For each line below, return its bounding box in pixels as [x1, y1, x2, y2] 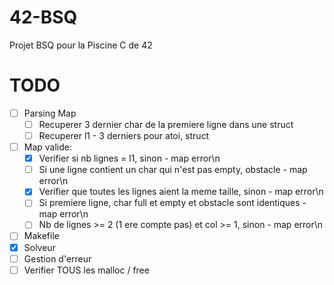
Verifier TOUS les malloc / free [23, 264, 150, 276]
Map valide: [23, 141, 73, 153]
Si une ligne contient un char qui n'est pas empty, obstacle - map [38, 164, 308, 176]
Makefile [23, 230, 60, 242]
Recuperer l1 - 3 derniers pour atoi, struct [38, 130, 210, 141]
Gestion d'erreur [23, 252, 92, 265]
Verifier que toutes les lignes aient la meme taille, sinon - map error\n [38, 186, 324, 198]
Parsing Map [23, 107, 77, 119]
